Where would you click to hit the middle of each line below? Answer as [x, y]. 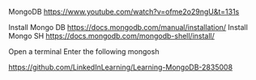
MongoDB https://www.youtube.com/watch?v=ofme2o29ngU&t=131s [124, 12]
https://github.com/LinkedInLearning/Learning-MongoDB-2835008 [121, 67]
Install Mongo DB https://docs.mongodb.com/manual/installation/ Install [128, 27]
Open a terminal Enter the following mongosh [84, 51]
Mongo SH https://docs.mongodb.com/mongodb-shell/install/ [111, 36]
